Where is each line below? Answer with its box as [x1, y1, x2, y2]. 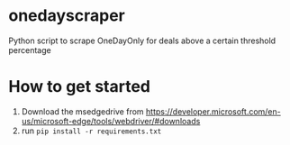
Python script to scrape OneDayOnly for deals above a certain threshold [8, 35, 276, 46]
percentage [8, 44, 51, 55]
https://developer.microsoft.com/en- [146, 105, 281, 117]
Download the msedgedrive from [21, 105, 145, 117]
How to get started [8, 77, 150, 97]
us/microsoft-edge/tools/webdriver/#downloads [21, 115, 201, 126]
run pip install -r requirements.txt [21, 125, 162, 136]
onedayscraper [8, 5, 125, 26]
